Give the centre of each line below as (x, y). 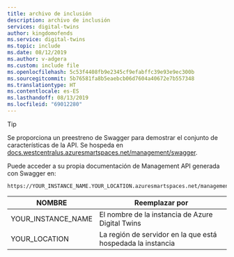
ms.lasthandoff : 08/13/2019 (48, 98)
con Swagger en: (32, 173)
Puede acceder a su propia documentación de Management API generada (114, 166)
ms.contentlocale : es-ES (43, 91)
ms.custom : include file (43, 65)
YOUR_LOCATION (40, 239)
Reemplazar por (162, 203)
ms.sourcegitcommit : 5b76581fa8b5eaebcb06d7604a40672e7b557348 (101, 78)
